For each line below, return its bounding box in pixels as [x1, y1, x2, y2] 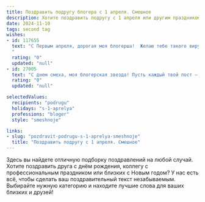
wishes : [6, 32, 26, 38]
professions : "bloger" [12, 111, 70, 117]
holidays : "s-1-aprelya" [12, 105, 75, 111]
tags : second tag [6, 26, 51, 32]
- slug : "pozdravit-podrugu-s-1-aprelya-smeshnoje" [6, 133, 140, 140]
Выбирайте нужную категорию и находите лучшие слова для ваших [6, 182, 184, 189]
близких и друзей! [6, 189, 54, 196]
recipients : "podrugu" [12, 100, 70, 106]
